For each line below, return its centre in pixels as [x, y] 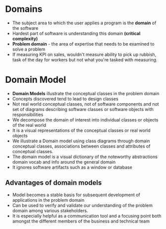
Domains [24, 9]
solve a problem [29, 49]
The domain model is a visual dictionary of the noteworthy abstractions [85, 157]
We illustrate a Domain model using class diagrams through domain [81, 141]
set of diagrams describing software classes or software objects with [83, 109]
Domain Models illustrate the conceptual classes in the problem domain [86, 93]
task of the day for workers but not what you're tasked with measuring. [85, 59]
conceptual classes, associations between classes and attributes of [81, 146]
